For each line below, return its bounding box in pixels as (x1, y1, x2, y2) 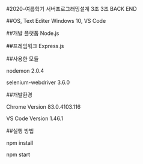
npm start (6, 151, 31, 158)
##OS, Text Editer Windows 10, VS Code (6, 17, 106, 24)
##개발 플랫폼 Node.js (6, 29, 59, 37)
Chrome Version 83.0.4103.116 (6, 103, 81, 110)
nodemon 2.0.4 (6, 67, 44, 74)
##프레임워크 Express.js (6, 43, 64, 49)
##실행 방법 (6, 127, 34, 134)
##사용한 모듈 (6, 55, 39, 62)
